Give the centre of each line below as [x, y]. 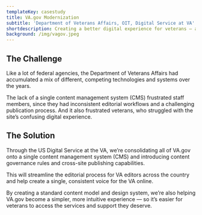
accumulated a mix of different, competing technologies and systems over [98, 79]
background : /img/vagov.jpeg [43, 34]
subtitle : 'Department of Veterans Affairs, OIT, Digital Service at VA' [101, 23]
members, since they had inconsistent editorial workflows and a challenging [100, 104]
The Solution [31, 136]
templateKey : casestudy [36, 12]
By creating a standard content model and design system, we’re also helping [101, 193]
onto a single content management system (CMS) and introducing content [98, 157]
